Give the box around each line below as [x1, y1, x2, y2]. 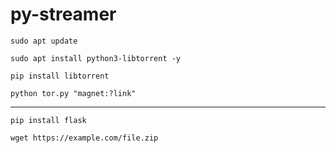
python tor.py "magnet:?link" [10, 88, 137, 98]
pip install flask [10, 115, 87, 125]
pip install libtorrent [10, 71, 110, 81]
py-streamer [10, 3, 117, 26]
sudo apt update [10, 36, 78, 46]
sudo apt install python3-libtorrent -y [10, 53, 182, 63]
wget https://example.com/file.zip [10, 133, 159, 143]
